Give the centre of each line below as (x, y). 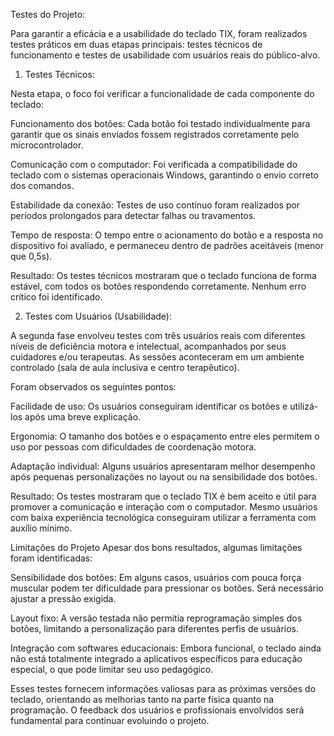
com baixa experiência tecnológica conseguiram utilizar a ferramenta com (163, 517)
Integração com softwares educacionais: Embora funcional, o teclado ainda (166, 648)
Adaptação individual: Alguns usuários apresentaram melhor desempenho (163, 466)
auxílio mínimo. (41, 528)
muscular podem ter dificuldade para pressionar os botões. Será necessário (167, 588)
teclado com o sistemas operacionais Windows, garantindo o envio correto (164, 175)
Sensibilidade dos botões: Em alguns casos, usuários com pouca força (156, 577)
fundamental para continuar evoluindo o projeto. (110, 720)
